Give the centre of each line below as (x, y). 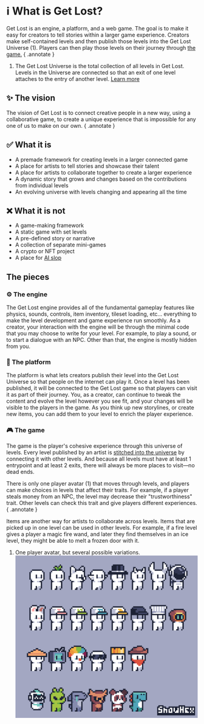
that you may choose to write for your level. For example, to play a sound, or (102, 333)
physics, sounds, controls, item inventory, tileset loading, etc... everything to (102, 314)
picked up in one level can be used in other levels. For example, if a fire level (102, 527)
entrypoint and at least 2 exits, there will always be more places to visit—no (101, 465)
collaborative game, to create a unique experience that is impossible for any (101, 119)
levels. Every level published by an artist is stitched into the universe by (96, 452)
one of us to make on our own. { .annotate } (61, 125)
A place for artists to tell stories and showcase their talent (87, 166)
